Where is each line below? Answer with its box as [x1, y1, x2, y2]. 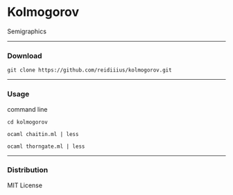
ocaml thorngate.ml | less [7, 143, 85, 150]
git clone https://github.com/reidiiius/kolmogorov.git [7, 67, 172, 74]
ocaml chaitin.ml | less [7, 130, 79, 137]
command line [7, 105, 48, 113]
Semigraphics [7, 27, 47, 35]
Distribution [7, 165, 49, 175]
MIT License [7, 181, 43, 189]
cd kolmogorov [7, 119, 49, 126]
